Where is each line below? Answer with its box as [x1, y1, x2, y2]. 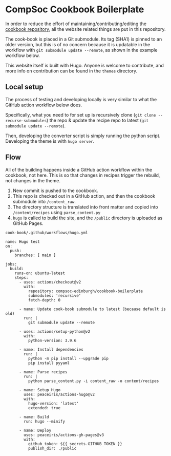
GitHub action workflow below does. [5, 102, 82, 108]
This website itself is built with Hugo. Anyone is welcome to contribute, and [5, 62, 164, 68]
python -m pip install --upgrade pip [28, 356, 109, 361]
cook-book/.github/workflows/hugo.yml [5, 230, 88, 235]
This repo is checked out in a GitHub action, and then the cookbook [12, 193, 156, 199]
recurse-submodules [5, 118, 47, 123]
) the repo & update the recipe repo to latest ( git [46, 117, 149, 123]
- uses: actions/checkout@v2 [18, 279, 81, 284]
